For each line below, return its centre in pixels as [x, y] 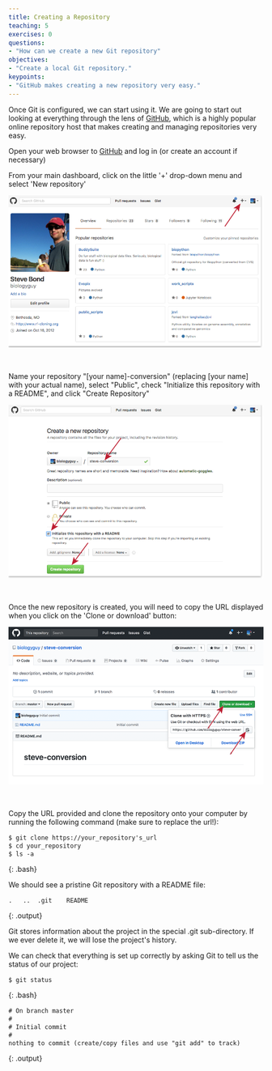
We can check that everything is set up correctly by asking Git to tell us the [134, 955]
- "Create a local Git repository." [70, 69]
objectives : [28, 60]
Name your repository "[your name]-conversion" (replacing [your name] [129, 376]
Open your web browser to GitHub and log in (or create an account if [123, 151]
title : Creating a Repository [59, 17]
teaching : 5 [28, 25]
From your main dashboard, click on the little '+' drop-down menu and [125, 175]
